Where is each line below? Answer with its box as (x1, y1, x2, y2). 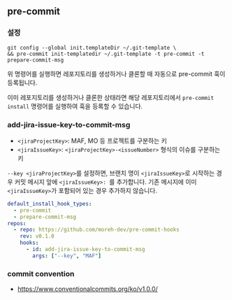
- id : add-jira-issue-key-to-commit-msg (25, 246, 145, 253)
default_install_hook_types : (7, 200, 92, 207)
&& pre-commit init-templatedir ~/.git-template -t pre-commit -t (7, 50, 205, 57)
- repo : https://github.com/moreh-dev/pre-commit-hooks (13, 227, 180, 234)
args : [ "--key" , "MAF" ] (32, 252, 101, 259)
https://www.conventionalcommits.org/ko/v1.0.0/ (17, 285, 159, 293)
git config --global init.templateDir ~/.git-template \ (7, 44, 177, 51)
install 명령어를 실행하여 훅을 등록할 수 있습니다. (7, 101, 143, 110)
